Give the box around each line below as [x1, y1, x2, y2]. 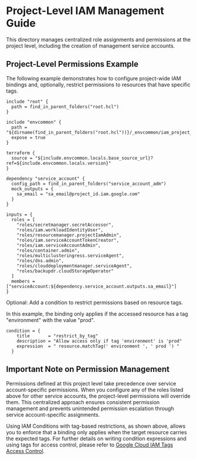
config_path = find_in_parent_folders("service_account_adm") [11, 181, 167, 187]
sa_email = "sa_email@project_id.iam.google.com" [16, 191, 141, 197]
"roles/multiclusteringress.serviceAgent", [16, 252, 125, 259]
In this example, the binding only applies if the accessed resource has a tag [6, 310, 189, 317]
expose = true [11, 134, 46, 140]
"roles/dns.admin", [16, 258, 64, 263]
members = [11, 278, 35, 284]
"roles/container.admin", [16, 248, 80, 253]
